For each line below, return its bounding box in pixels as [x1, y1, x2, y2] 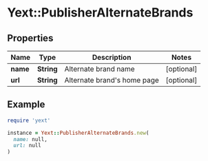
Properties [7, 32, 54, 44]
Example [7, 98, 45, 111]
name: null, [13, 136, 48, 142]
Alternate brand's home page [64, 76, 160, 85]
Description [92, 53, 132, 62]
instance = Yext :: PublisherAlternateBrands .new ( [7, 129, 149, 136]
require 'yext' [7, 117, 51, 124]
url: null [13, 142, 41, 149]
